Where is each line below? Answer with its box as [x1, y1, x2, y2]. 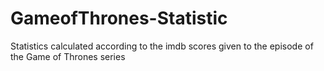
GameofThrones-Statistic [10, 7, 228, 30]
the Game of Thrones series [10, 50, 126, 62]
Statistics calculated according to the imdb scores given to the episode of [10, 40, 314, 52]
